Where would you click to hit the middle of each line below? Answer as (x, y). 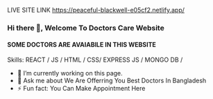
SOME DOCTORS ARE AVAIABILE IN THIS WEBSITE (82, 44)
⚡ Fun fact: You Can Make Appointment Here (81, 89)
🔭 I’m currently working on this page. (70, 73)
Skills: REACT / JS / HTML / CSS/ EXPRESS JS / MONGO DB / (95, 60)
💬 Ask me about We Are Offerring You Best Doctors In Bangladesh (112, 81)
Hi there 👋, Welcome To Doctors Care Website (86, 28)
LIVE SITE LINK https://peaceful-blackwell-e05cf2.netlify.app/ (96, 10)
